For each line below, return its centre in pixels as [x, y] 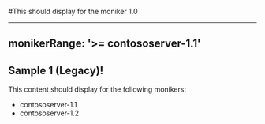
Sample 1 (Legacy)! [56, 70]
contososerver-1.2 [49, 113]
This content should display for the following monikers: [97, 89]
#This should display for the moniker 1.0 [73, 11]
